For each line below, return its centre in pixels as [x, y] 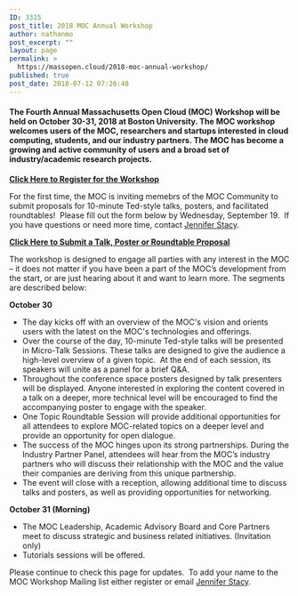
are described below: [48, 287]
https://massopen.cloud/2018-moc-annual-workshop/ [113, 68]
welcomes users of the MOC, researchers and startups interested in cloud [149, 131]
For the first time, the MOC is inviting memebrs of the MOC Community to [144, 196]
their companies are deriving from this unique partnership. [129, 473]
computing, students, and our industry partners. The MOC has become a [147, 141]
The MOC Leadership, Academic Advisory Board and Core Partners [146, 527]
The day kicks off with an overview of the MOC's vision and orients [145, 322]
